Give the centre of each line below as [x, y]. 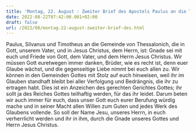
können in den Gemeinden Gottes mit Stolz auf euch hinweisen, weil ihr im [95, 75]
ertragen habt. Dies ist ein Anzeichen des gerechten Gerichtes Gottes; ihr [94, 87]
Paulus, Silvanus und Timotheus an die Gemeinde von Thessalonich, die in [95, 44]
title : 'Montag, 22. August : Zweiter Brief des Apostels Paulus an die [96, 11]
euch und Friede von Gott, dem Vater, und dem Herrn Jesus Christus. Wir [94, 57]
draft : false [22, 22]
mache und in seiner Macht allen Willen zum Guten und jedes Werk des [92, 106]
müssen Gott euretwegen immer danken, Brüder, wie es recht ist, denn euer [97, 63]
